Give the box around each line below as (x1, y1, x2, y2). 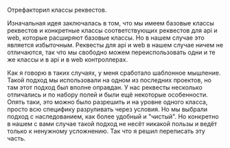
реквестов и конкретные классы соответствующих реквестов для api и (7, 27, 218, 34)
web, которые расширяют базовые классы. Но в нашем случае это (7, 34, 205, 42)
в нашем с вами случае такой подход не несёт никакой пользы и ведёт (7, 120, 218, 127)
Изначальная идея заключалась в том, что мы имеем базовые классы (7, 19, 215, 27)
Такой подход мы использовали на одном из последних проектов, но (7, 76, 211, 84)
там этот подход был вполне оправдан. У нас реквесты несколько (7, 84, 203, 91)
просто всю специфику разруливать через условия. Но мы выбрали (7, 106, 208, 113)
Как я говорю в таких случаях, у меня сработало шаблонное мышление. (7, 69, 221, 77)
